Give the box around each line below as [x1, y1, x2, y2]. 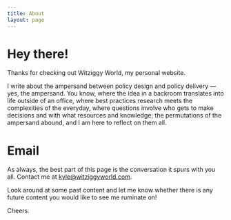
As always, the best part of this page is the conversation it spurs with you [7, 166, 216, 174]
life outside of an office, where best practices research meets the [7, 97, 193, 105]
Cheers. [7, 207, 30, 215]
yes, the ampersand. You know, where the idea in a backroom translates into [7, 89, 224, 98]
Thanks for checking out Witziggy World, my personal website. [7, 69, 186, 77]
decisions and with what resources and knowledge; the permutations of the [7, 111, 222, 120]
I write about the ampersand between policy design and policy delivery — [7, 82, 217, 90]
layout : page [7, 16, 45, 23]
